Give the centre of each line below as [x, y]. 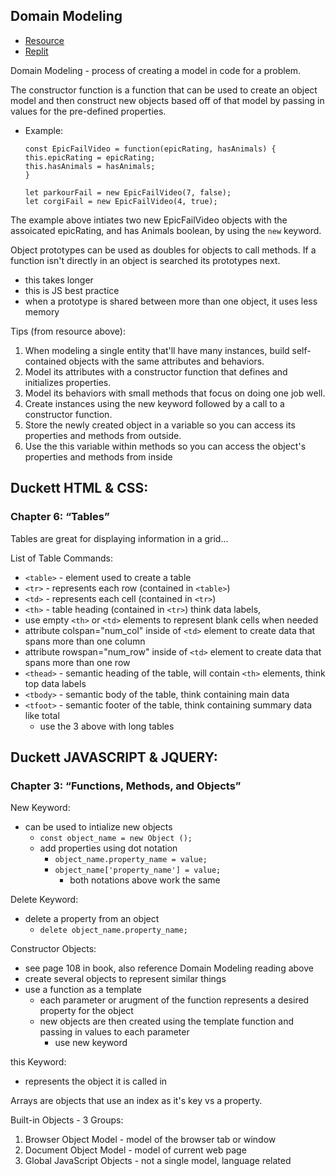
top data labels [55, 683]
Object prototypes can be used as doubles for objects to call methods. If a [163, 250]
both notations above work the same [145, 880]
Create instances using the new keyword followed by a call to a [154, 403]
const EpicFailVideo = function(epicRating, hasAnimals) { [150, 149]
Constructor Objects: [53, 949]
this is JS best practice [72, 290]
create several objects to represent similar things [125, 979]
